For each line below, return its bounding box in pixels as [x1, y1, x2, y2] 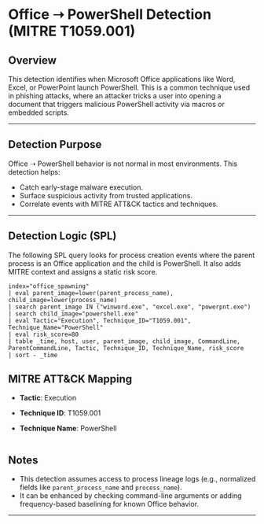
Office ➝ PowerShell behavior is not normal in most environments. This [8, 159, 238, 168]
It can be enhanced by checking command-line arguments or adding [19, 491, 242, 500]
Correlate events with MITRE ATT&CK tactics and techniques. [19, 199, 218, 208]
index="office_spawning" [8, 282, 90, 290]
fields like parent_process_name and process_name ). [19, 482, 182, 493]
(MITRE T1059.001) [8, 22, 136, 40]
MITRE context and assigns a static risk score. [8, 267, 158, 276]
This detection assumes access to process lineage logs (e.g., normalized [19, 474, 256, 484]
